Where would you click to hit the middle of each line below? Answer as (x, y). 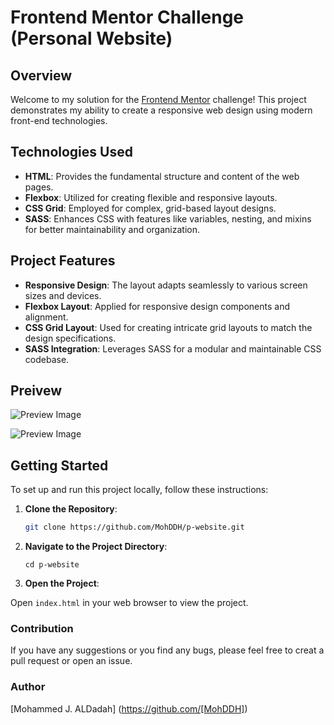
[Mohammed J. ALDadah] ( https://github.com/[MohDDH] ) (129, 708)
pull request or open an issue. (71, 661)
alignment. (46, 317)
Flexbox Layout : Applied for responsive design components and (157, 306)
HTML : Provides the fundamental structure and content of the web (162, 176)
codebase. (47, 359)
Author (28, 687)
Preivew (36, 391)
